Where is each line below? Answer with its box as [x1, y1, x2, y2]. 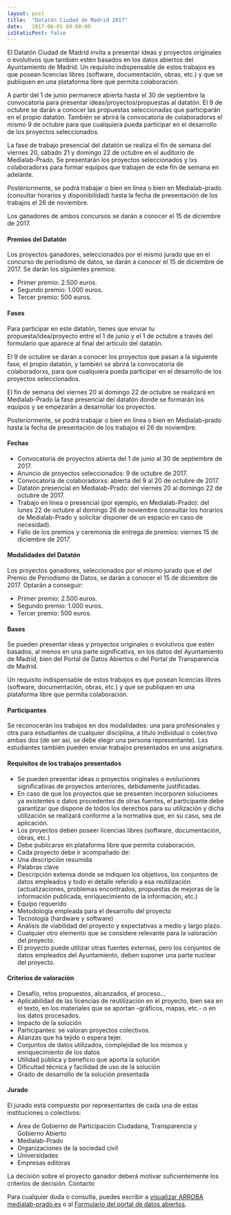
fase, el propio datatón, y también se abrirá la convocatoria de [7, 360, 184, 368]
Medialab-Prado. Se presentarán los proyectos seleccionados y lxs [7, 156, 198, 164]
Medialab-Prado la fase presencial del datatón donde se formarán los [7, 395, 205, 403]
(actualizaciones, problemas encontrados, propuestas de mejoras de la [17, 885, 219, 893]
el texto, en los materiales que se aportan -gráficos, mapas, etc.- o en [17, 1004, 216, 1012]
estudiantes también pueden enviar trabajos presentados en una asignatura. [7, 743, 224, 752]
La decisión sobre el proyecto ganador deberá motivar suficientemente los [7, 1172, 219, 1180]
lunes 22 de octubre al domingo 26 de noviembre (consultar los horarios [17, 506, 223, 514]
